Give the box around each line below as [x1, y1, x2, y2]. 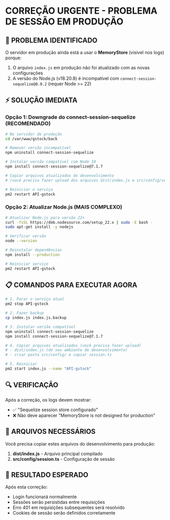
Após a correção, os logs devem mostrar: [5, 396, 92, 403]
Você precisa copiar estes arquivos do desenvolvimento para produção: [5, 441, 155, 447]
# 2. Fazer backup [5, 310, 44, 316]
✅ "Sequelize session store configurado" [12, 407, 98, 413]
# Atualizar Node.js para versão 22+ [5, 215, 85, 220]
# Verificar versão [5, 233, 47, 239]
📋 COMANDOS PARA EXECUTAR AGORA [5, 281, 138, 289]
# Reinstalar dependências [5, 248, 62, 253]
